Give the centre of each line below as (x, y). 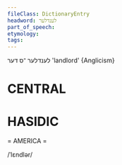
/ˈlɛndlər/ (20, 155)
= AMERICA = (27, 141)
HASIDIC (33, 121)
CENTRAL (37, 89)
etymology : (23, 34)
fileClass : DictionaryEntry (49, 14)
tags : (15, 40)
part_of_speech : (31, 27)
